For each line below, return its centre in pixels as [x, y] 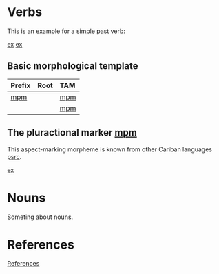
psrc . [14, 156]
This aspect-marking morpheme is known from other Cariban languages [109, 149]
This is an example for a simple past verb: [66, 31]
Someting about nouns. [40, 217]
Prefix [21, 85]
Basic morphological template [73, 66]
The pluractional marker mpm [72, 133]
